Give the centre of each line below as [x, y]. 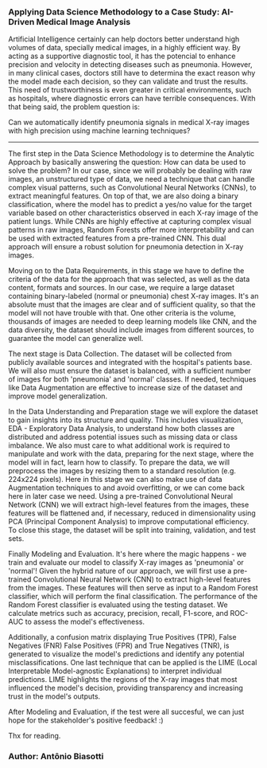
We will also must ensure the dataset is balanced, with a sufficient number [130, 371]
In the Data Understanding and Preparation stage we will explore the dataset [133, 412]
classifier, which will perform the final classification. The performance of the [133, 597]
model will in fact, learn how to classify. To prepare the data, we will [119, 462]
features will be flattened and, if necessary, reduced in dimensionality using [132, 513]
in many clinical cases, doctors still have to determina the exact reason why [132, 73]
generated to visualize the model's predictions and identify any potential [126, 654]
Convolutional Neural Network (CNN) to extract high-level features [142, 579]
